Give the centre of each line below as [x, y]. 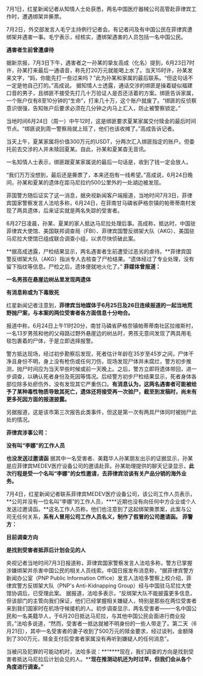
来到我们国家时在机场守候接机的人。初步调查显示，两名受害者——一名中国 [99, 608]
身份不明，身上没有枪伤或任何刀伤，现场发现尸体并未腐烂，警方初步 [101, 361]
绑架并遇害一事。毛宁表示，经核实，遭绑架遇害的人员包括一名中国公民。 [96, 37]
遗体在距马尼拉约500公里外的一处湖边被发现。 [106, 182]
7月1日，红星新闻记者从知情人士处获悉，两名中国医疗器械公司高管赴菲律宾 [99, 9]
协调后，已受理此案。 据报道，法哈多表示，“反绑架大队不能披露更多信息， [103, 593]
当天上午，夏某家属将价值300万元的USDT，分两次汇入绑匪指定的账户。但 [98, 142]
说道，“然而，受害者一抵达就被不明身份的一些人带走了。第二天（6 [115, 624]
